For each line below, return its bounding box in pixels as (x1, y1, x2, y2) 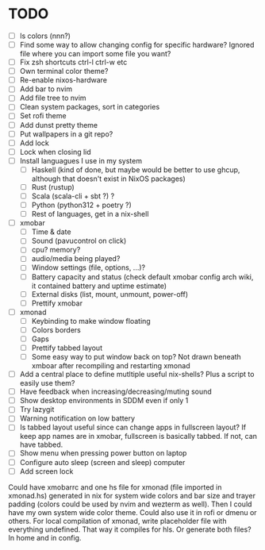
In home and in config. (8, 533, 82, 542)
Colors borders (31, 325, 81, 334)
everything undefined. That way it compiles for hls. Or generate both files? (8, 525, 252, 534)
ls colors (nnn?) (19, 31, 71, 40)
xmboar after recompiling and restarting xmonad (31, 361, 190, 371)
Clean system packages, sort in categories (19, 102, 160, 112)
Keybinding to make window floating (31, 316, 151, 325)
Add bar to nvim (19, 84, 73, 94)
